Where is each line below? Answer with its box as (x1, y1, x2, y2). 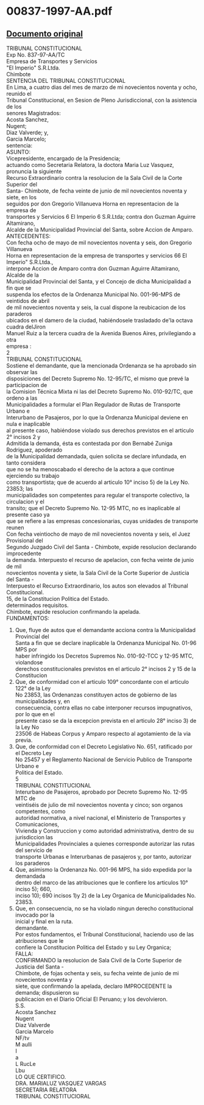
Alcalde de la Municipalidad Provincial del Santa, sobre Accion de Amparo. (6, 226, 194, 233)
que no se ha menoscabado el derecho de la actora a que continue (6, 466, 175, 473)
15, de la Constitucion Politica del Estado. (6, 595, 110, 602)
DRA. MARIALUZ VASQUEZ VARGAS (15, 1080, 107, 1087)
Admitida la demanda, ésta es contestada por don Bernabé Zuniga (6, 440, 173, 447)
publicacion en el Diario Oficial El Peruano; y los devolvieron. (15, 995, 168, 1003)
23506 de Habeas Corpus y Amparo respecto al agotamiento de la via (15, 730, 191, 737)
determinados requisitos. (6, 602, 69, 609)
